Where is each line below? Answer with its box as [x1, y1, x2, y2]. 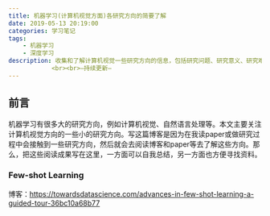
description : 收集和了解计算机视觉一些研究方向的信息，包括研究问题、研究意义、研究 [8, 57, 259, 65]
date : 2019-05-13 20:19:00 [8, 19, 99, 27]
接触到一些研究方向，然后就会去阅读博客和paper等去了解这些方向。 [29, 139, 253, 149]
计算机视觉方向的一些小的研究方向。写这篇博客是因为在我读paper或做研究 [8, 129, 253, 139]
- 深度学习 [22, 49, 55, 57]
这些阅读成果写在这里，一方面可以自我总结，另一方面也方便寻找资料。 [29, 149, 262, 159]
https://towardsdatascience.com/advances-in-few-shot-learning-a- [29, 189, 255, 198]
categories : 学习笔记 [8, 27, 76, 35]
